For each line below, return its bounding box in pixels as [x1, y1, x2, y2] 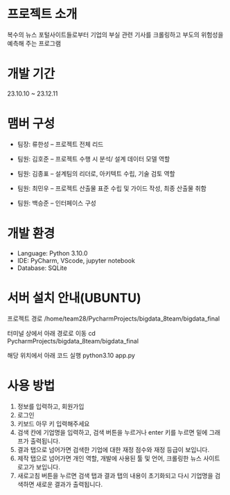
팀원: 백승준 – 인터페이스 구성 [17, 199, 97, 207]
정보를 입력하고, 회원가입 [17, 402, 85, 411]
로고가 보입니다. [17, 462, 60, 471]
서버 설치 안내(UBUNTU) [7, 290, 141, 305]
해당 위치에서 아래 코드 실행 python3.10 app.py [7, 351, 135, 359]
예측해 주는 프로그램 [7, 39, 61, 47]
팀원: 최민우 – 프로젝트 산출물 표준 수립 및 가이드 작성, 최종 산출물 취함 [17, 184, 206, 192]
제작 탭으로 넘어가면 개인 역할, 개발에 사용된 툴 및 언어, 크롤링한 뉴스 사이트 [17, 454, 220, 462]
